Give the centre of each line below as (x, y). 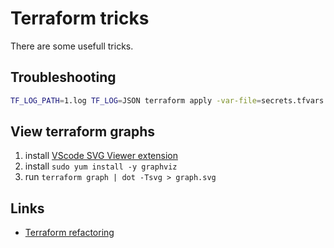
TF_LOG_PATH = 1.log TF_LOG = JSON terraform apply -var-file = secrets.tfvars (167, 100)
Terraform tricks (80, 18)
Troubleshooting (63, 77)
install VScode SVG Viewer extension (101, 156)
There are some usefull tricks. (72, 46)
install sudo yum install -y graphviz (101, 166)
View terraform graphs (82, 132)
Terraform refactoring (69, 233)
